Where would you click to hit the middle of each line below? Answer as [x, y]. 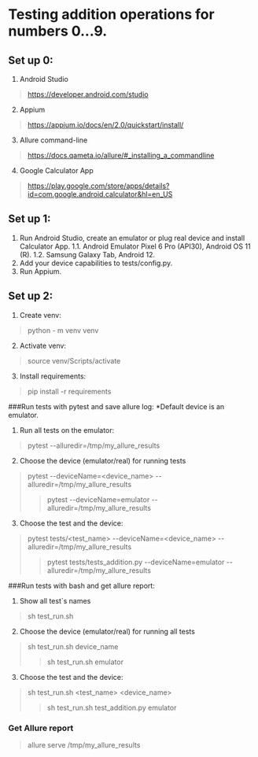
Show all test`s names [55, 600]
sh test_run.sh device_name [73, 646]
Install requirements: [53, 376]
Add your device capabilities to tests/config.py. [96, 263]
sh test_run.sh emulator [85, 662]
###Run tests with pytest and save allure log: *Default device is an [116, 406]
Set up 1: [29, 219]
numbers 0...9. [58, 31]
